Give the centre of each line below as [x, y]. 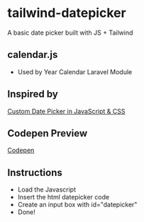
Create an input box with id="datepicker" [77, 205]
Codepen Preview [48, 133]
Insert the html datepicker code [63, 197]
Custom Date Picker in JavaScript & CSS [66, 111]
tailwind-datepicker [67, 13]
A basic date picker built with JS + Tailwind [70, 33]
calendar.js [33, 55]
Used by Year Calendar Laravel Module [75, 71]
